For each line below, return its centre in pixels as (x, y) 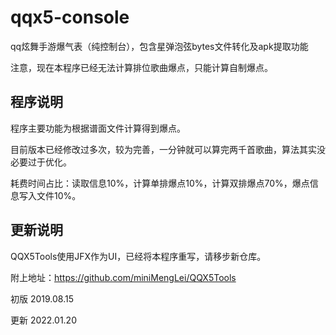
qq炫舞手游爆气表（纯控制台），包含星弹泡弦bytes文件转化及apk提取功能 (159, 46)
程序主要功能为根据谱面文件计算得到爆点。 (98, 128)
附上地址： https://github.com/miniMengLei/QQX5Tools (123, 277)
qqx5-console (70, 17)
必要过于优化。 (41, 162)
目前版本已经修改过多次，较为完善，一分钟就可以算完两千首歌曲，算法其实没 (168, 149)
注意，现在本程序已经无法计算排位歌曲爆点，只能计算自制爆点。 (141, 67)
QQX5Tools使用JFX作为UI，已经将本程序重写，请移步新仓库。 (138, 256)
